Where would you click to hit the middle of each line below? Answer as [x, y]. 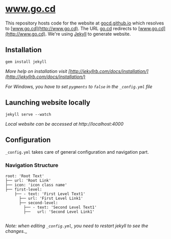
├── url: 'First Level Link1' [51, 198]
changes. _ [16, 231]
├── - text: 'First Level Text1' [50, 194]
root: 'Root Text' [25, 176]
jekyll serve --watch [28, 114]
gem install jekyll [26, 62]
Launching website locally [48, 103]
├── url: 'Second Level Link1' [59, 212]
